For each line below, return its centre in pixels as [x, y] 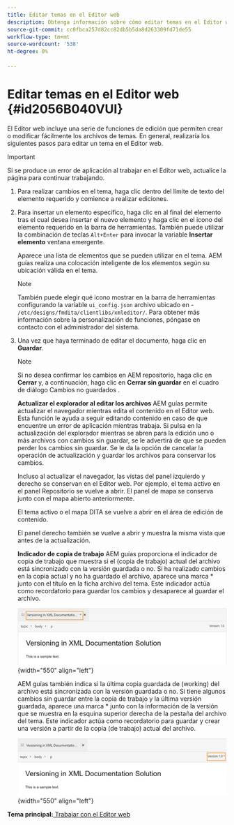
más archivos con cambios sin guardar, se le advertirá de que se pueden [122, 440]
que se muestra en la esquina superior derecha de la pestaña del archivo [122, 713]
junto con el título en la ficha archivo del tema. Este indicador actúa [114, 584]
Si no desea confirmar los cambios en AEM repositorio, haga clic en [115, 375]
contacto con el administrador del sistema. [78, 327]
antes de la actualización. [54, 540]
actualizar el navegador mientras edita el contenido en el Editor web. [116, 410]
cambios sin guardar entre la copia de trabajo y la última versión [109, 699]
